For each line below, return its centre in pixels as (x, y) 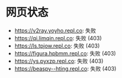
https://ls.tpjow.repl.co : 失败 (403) (57, 46)
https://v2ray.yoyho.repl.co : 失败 (55, 30)
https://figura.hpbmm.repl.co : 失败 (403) (65, 53)
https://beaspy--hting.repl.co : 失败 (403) (65, 68)
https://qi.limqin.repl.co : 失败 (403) (58, 38)
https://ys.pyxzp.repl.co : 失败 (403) (59, 61)
